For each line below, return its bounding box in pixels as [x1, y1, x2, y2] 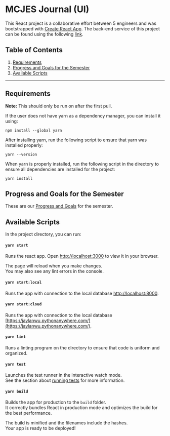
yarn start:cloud [5, 302, 42, 307]
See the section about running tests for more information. [5, 377, 125, 383]
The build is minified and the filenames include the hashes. [5, 420, 128, 426]
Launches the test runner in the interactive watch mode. [5, 372, 122, 378]
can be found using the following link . [5, 31, 83, 37]
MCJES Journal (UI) [5, 4, 90, 15]
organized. [5, 350, 28, 356]
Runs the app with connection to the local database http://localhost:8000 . [5, 290, 159, 296]
